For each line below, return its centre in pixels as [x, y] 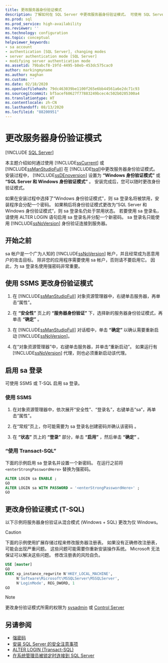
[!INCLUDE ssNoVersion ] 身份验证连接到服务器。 [60, 223]
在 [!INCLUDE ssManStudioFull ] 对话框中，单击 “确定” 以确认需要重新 [83, 330]
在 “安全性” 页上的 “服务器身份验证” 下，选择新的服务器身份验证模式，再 [87, 313]
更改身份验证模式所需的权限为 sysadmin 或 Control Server [65, 608]
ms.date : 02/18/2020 [27, 84]
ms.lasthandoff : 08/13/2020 [34, 107]
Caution [13, 532]
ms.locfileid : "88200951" [32, 112]
